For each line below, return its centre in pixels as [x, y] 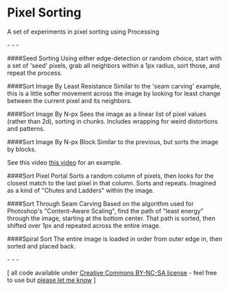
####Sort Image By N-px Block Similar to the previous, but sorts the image [113, 141]
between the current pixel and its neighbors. [70, 100]
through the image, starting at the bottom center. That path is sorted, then [111, 218]
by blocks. [22, 149]
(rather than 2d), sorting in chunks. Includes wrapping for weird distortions [112, 121]
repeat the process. [35, 73]
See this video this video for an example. [64, 162]
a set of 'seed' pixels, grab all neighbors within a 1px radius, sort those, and [113, 65]
